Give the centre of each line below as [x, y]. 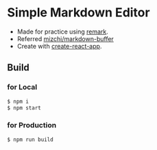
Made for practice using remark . [62, 32]
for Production [32, 125]
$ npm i [18, 101]
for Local [22, 87]
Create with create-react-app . [59, 46]
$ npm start [24, 108]
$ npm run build [30, 139]
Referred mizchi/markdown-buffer [65, 38]
